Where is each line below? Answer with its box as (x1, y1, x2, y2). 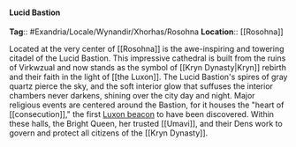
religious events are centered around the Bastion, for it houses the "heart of (9, 99, 285, 110)
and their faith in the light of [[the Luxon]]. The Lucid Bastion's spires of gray (9, 71, 288, 83)
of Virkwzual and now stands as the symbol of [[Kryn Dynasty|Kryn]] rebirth (9, 62, 287, 73)
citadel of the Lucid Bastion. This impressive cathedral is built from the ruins (9, 53, 286, 63)
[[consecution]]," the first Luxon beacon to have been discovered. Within (9, 109, 275, 120)
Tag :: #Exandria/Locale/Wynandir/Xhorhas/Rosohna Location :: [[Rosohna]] (9, 26, 285, 37)
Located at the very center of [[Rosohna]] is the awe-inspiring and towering (9, 44, 285, 55)
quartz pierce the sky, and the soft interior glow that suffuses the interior (9, 81, 274, 92)
